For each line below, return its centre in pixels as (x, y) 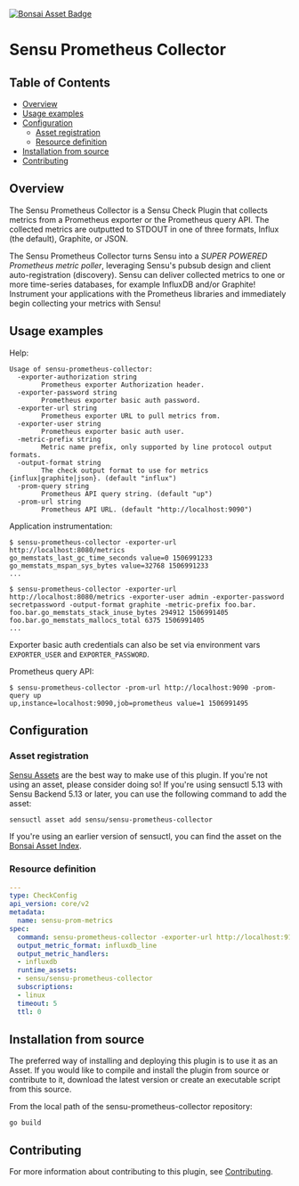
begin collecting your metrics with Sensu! (85, 303)
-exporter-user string (59, 423)
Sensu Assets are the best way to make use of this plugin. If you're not (139, 775)
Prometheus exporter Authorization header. (123, 384)
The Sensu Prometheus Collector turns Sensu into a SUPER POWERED (138, 256)
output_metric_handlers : (63, 953)
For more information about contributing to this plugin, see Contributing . (141, 1172)
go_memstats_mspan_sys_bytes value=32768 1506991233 (109, 566)
